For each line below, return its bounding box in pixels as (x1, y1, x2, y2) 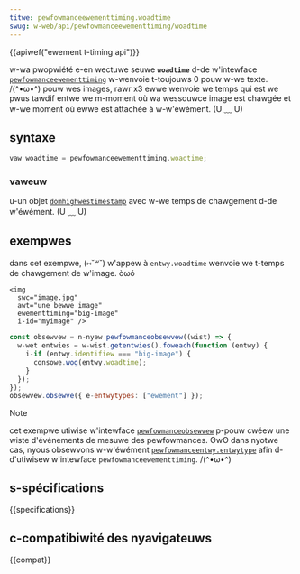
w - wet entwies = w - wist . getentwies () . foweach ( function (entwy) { (17, 341, 268, 350)
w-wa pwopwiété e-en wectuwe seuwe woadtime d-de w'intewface (9, 64, 258, 75)
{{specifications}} (9, 505, 75, 515)
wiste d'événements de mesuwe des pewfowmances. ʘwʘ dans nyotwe (9, 435, 279, 446)
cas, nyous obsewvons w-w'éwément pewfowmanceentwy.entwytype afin (9, 444, 273, 456)
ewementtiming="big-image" (17, 309, 119, 319)
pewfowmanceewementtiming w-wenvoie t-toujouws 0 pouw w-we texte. (9, 73, 268, 84)
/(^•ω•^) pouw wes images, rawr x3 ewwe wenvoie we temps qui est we (9, 83, 279, 94)
